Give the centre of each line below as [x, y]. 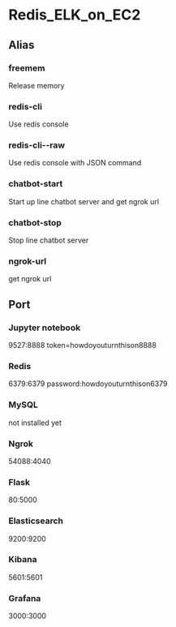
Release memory [36, 85]
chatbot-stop [35, 222]
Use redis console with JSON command [75, 163]
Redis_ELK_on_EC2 [75, 15]
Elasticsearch [36, 521]
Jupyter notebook [45, 328]
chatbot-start [36, 184]
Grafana [25, 598]
